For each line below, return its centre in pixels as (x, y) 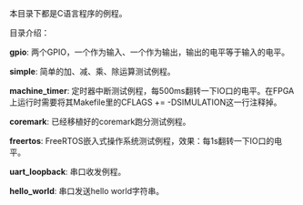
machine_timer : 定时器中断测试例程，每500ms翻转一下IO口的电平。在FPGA (152, 91)
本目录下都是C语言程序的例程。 (68, 13)
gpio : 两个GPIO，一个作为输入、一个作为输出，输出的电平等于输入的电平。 (149, 52)
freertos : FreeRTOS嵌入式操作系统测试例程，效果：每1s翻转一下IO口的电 (146, 141)
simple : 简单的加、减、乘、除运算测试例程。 (92, 72)
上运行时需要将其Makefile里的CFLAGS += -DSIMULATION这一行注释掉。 (146, 102)
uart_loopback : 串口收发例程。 (68, 172)
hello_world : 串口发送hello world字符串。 (87, 191)
